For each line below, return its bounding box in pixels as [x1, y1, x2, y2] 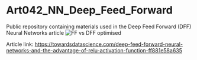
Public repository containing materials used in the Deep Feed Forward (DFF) [6, 23, 192, 30]
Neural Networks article [6, 29, 64, 36]
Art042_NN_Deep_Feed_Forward [6, 4, 173, 17]
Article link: [6, 41, 34, 48]
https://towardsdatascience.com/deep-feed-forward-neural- [34, 41, 183, 48]
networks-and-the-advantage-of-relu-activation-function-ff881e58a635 [6, 46, 182, 54]
